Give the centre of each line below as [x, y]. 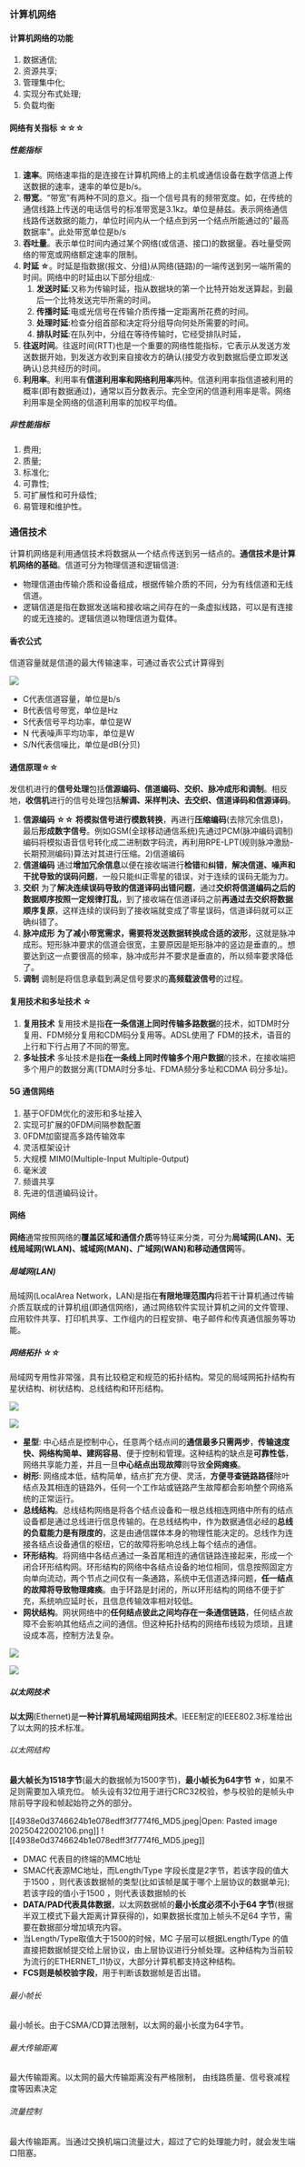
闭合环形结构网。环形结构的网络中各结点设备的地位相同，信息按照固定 [154, 1567]
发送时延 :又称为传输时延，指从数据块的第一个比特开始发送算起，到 [161, 288]
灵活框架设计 [46, 1147]
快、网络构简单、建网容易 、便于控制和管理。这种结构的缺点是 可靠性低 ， [157, 1453]
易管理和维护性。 [54, 506]
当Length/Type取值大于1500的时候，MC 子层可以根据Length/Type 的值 [155, 1939]
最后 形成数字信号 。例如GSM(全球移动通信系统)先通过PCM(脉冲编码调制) [158, 831]
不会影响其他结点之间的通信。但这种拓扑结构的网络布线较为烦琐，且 [158, 1623]
